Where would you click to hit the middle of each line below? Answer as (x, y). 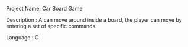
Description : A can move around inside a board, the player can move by (94, 20)
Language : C (22, 37)
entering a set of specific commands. (52, 26)
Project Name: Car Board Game (44, 9)
